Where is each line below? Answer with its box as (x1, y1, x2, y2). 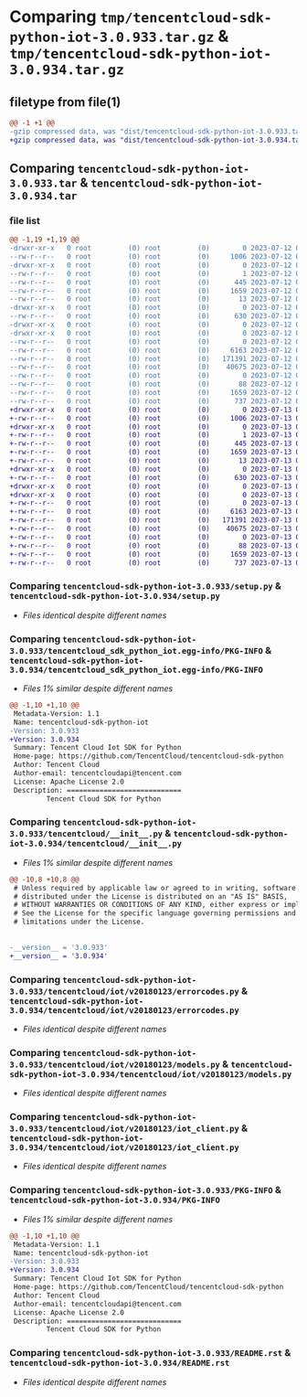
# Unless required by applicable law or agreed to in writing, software (13, 883, 297, 892)
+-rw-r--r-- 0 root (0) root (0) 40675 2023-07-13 (9, 524, 292, 534)
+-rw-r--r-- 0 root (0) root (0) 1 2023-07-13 (9, 431, 292, 440)
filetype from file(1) (9, 94, 122, 110)
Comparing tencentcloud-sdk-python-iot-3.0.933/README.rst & (9, 1347, 291, 1360)
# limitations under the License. (13, 917, 145, 927)
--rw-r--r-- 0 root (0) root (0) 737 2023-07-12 (9, 396, 292, 406)
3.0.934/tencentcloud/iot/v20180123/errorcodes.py (9, 1005, 239, 1016)
